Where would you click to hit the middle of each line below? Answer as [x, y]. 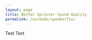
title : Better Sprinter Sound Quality [46, 14]
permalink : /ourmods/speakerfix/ [40, 19]
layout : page [19, 10]
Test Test [15, 33]
